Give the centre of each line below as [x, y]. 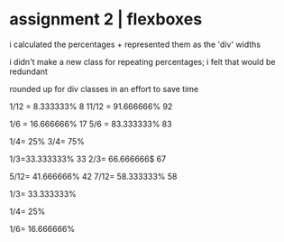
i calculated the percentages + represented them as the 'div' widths [135, 44]
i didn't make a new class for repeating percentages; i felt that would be [142, 61]
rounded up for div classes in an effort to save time [104, 88]
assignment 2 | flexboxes [106, 19]
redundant [28, 71]
